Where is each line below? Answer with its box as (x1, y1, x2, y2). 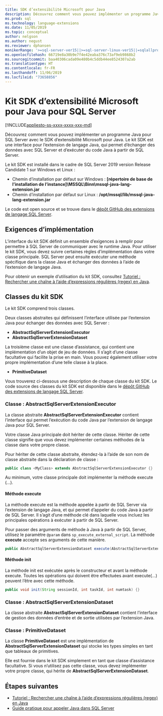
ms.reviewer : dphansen (5, 43, 51, 48)
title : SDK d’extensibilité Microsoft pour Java (5, 7, 105, 12)
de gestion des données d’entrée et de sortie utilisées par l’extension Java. (5, 615, 155, 620)
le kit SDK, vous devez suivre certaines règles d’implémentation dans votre (5, 249, 155, 254)
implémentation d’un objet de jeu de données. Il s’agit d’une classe (5, 349, 138, 355)
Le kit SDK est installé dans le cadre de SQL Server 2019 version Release (5, 161, 151, 167)
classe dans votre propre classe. (5, 442, 70, 448)
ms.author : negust (5, 39, 42, 44)
